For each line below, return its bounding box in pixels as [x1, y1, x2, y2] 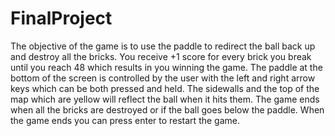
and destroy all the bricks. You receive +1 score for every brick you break [10, 50, 312, 62]
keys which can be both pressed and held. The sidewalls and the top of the [10, 82, 320, 94]
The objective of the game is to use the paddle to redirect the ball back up [10, 40, 316, 52]
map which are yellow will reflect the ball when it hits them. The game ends [10, 93, 320, 105]
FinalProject [10, 7, 113, 30]
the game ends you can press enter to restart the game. [10, 114, 240, 126]
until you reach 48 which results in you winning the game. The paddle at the [10, 61, 323, 73]
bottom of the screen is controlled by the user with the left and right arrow [10, 72, 316, 84]
